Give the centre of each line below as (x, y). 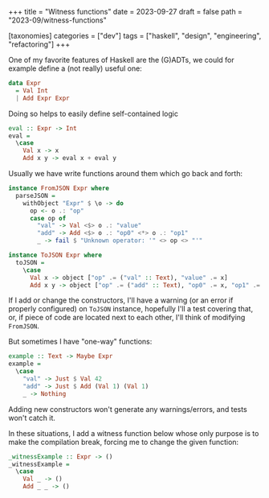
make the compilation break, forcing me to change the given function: (124, 442)
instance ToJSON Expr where (55, 255)
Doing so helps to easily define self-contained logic (94, 113)
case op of (48, 218)
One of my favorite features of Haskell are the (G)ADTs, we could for (121, 60)
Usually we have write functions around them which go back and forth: (126, 173)
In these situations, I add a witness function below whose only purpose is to (134, 433)
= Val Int (32, 91)
